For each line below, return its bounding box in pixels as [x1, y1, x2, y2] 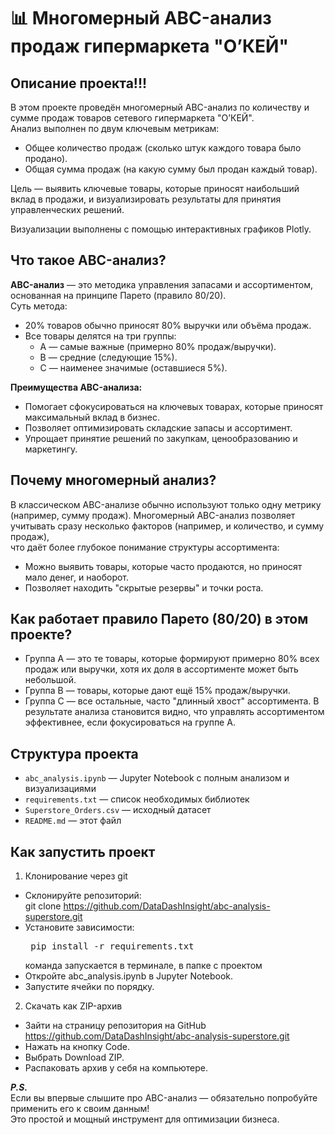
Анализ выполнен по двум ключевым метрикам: [10, 123, 220, 134]
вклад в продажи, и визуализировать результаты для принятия [10, 193, 282, 205]
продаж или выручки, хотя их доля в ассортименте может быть [24, 663, 299, 675]
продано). [24, 153, 68, 164]
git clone [24, 900, 62, 912]
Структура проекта [10, 745, 139, 762]
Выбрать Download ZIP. [24, 1051, 125, 1064]
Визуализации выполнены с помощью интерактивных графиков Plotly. [10, 223, 312, 235]
